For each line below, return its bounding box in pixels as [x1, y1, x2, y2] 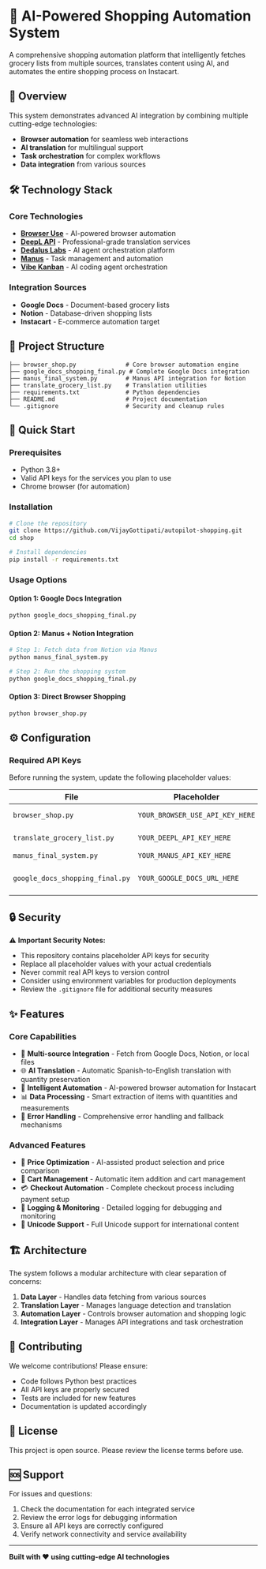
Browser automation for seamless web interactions [20, 134, 189, 144]
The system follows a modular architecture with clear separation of [9, 1268, 227, 1278]
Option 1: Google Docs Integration [9, 594, 122, 603]
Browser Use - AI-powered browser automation [20, 229, 177, 238]
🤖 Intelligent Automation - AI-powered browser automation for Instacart [20, 1083, 257, 1092]
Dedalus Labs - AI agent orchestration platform [20, 245, 175, 255]
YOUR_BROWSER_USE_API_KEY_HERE [137, 811, 256, 820]
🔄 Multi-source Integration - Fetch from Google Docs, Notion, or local [20, 1049, 249, 1058]
